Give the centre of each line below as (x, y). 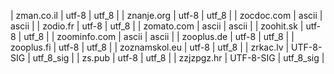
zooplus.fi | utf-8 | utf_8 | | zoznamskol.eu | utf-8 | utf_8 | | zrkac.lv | (150, 47)
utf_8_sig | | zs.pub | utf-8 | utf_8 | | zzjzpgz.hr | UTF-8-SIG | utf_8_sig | (178, 58)
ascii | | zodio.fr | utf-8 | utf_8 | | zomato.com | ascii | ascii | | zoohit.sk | (157, 26)
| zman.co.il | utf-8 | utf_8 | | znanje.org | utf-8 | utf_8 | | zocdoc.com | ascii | (166, 15)
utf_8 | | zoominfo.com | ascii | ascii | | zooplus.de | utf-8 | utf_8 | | (159, 36)
